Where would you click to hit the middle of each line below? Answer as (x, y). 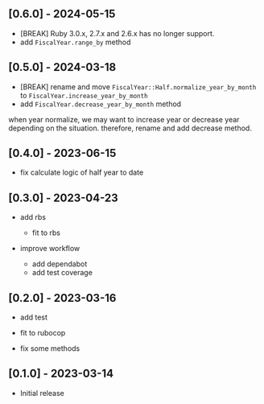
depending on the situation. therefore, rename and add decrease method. (130, 128)
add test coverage (62, 273)
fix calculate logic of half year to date (82, 172)
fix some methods (50, 348)
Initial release (42, 393)
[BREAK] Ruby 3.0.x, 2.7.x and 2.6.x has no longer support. (117, 33)
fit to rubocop (43, 333)
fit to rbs (46, 233)
